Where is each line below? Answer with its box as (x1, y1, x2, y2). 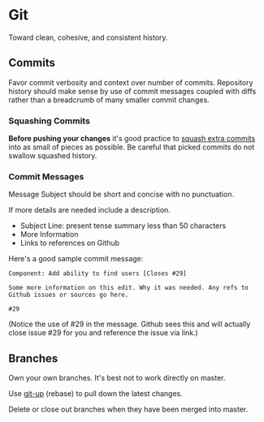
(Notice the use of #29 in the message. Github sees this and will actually (8, 319, 251, 329)
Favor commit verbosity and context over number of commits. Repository (8, 77, 253, 87)
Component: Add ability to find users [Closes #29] (8, 269, 187, 278)
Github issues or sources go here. (8, 291, 129, 299)
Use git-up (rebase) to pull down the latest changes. (8, 389, 183, 398)
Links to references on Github (19, 238, 120, 248)
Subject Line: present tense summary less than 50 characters (19, 221, 227, 230)
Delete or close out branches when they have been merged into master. (8, 404, 249, 415)
